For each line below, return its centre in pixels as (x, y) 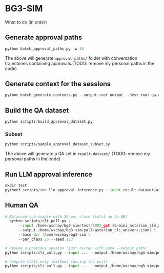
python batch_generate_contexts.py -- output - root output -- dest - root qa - (82, 95)
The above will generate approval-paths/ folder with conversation (71, 58)
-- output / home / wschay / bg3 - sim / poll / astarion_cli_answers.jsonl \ (87, 230)
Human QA (22, 205)
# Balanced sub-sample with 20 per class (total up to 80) (66, 216)
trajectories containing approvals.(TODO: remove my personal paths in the (80, 63)
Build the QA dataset (37, 110)
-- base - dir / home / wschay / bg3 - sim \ (54, 235)
